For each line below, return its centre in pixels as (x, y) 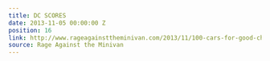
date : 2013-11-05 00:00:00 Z (57, 23)
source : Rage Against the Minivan (66, 45)
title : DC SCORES (37, 15)
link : (17, 38)
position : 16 (30, 30)
